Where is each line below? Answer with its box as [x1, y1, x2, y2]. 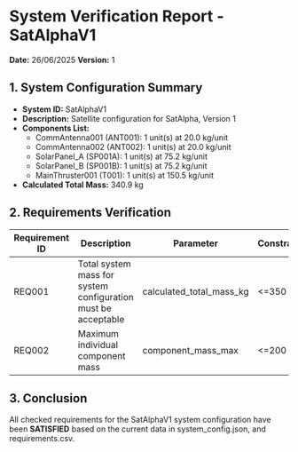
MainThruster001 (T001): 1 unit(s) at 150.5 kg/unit [35, 170, 215, 180]
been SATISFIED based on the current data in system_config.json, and [9, 424, 266, 434]
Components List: [21, 123, 90, 133]
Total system [77, 258, 131, 270]
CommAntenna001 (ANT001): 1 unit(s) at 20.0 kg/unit [35, 131, 229, 143]
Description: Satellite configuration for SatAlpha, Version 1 [21, 113, 237, 123]
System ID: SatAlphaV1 [21, 104, 107, 115]
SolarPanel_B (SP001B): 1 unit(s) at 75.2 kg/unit [35, 160, 208, 170]
